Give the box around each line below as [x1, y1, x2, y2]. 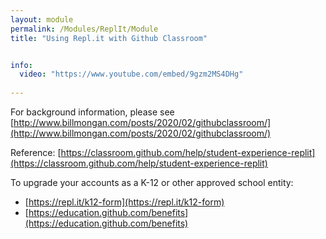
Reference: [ [10, 147, 62, 158]
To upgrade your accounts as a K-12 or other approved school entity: [10, 177, 294, 188]
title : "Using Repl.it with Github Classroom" [10, 33, 208, 43]
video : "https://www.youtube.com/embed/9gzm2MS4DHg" [19, 69, 244, 80]
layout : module [10, 14, 74, 25]
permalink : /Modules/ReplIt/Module [10, 24, 159, 34]
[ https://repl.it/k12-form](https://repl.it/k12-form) [24, 196, 225, 208]
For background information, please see [10, 106, 175, 118]
